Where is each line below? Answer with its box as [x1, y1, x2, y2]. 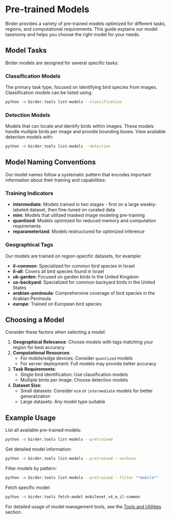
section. [5, 509, 22, 515]
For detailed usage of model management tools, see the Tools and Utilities [5, 503, 162, 509]
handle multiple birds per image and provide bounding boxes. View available [5, 129, 166, 135]
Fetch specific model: [5, 484, 51, 490]
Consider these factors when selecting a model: [5, 329, 106, 335]
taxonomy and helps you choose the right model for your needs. [5, 31, 140, 37]
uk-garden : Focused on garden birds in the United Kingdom [12, 273, 139, 279]
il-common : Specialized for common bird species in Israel [12, 263, 135, 269]
